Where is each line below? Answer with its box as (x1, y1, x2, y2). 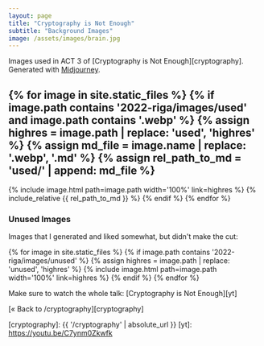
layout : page (8, 11, 52, 20)
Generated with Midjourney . (8, 65, 101, 75)
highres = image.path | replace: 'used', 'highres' (8, 126, 255, 139)
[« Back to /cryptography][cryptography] (8, 304, 144, 314)
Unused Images (8, 213, 71, 224)
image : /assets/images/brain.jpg (8, 34, 121, 43)
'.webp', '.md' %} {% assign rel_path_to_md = (8, 150, 242, 165)
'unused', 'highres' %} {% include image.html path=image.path (8, 265, 217, 274)
